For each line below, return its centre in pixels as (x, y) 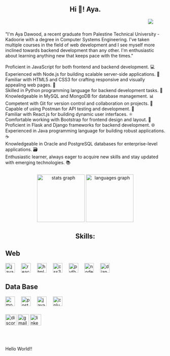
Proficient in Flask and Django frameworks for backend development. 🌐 (80, 125)
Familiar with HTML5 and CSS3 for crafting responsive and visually (75, 79)
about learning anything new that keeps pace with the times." (69, 55)
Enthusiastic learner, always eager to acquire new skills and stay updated (82, 157)
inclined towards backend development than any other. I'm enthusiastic (80, 50)
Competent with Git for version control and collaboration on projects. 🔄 (79, 103)
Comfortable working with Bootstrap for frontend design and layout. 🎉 (78, 120)
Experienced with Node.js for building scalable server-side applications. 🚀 (82, 74)
